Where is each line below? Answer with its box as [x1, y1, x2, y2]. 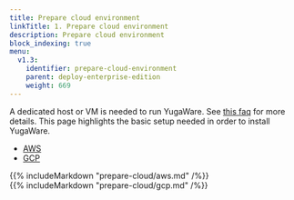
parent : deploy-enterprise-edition [25, 73, 161, 82]
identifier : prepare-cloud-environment [25, 65, 177, 74]
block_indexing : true [9, 38, 92, 48]
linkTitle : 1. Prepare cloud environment [9, 22, 169, 31]
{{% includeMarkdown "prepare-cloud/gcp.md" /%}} [9, 179, 208, 191]
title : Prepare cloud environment [9, 13, 141, 23]
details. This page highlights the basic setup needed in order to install [9, 115, 270, 126]
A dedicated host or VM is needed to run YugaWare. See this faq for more [9, 105, 286, 116]
